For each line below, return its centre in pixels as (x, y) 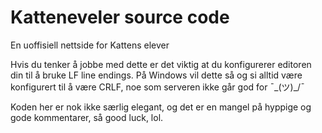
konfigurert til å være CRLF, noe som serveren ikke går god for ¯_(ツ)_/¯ (157, 87)
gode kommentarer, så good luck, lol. (87, 117)
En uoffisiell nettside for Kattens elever (90, 45)
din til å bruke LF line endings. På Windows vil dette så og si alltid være (156, 75)
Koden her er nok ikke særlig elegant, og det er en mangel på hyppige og (161, 107)
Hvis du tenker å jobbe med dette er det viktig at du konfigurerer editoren (161, 64)
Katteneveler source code (120, 17)
